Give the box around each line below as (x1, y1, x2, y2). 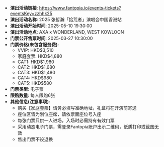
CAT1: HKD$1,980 (17, 59, 54, 65)
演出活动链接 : (10, 5, 38, 11)
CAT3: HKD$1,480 (17, 70, 55, 75)
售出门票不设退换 (17, 136, 53, 142)
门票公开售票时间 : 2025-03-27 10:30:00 (10, 35, 93, 41)
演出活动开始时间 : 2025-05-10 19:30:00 (10, 23, 93, 29)
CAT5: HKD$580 (17, 80, 52, 86)
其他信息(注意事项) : (10, 99, 50, 104)
